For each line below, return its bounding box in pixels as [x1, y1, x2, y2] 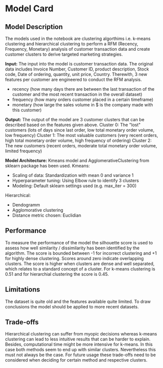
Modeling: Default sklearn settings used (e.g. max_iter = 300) [12, 183, 136, 189]
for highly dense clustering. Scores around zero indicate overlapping [5, 255, 144, 261]
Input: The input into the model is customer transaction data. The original [5, 61, 154, 67]
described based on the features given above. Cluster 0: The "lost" [5, 122, 141, 128]
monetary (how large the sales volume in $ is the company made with [12, 102, 153, 107]
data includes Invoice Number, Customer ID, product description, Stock [5, 66, 149, 72]
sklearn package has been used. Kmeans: [5, 163, 90, 168]
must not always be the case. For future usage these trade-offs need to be [5, 352, 156, 358]
